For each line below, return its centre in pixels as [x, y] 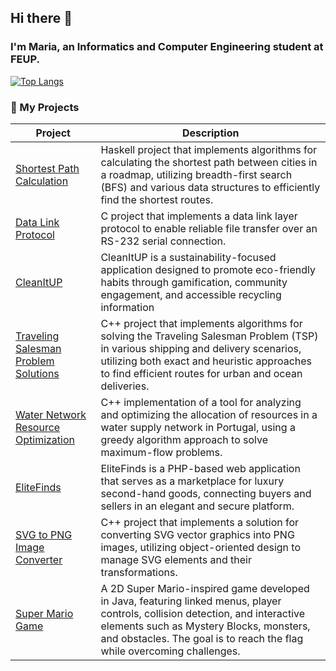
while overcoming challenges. [170, 651]
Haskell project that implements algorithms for [209, 149]
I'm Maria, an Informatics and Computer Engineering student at [167, 47]
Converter [39, 559]
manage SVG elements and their [176, 559]
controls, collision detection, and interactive [203, 613]
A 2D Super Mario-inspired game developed [205, 588]
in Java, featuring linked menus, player [191, 601]
